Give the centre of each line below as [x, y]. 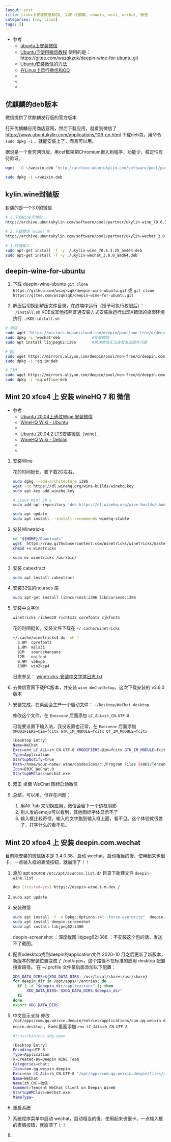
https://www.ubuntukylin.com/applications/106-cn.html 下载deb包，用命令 [83, 135]
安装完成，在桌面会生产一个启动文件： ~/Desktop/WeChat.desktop [81, 705]
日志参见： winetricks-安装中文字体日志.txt [58, 677]
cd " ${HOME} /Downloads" [38, 539]
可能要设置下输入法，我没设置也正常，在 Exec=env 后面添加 [74, 726]
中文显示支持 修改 [31, 1015]
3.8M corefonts [35, 642]
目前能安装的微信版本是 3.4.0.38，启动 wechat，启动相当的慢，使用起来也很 [85, 856]
